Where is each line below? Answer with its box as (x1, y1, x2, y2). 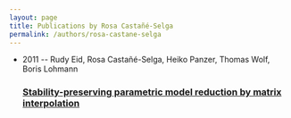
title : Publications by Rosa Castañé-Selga (9, 21, 174, 30)
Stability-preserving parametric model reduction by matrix (21, 86, 282, 98)
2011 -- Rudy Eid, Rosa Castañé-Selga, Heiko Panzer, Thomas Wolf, (21, 55, 270, 65)
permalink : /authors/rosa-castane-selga (9, 29, 162, 38)
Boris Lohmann (21, 63, 79, 74)
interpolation (21, 97, 80, 110)
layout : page (9, 13, 58, 22)
